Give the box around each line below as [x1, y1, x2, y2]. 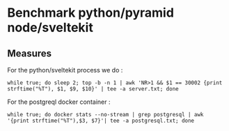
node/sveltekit [7, 20, 94, 36]
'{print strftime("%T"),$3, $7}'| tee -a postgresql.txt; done [7, 117, 195, 124]
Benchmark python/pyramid [7, 5, 174, 21]
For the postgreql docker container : [7, 98, 111, 106]
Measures [7, 47, 52, 59]
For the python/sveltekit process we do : [7, 66, 123, 74]
